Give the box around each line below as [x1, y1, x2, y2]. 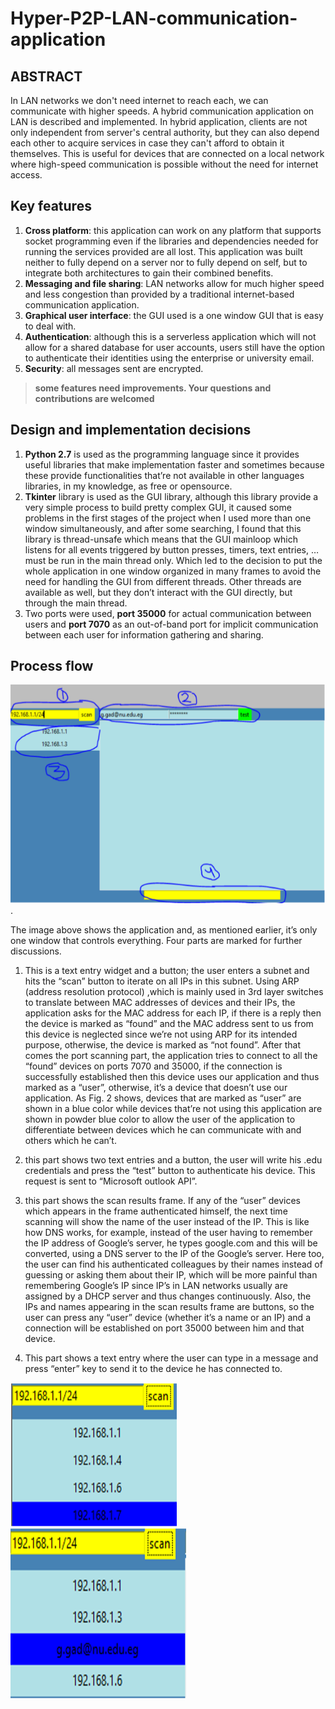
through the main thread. [24, 597, 128, 609]
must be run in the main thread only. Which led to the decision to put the [24, 554, 323, 566]
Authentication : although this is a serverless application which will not [24, 330, 317, 342]
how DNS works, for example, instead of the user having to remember [24, 1227, 313, 1239]
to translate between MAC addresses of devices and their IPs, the [24, 997, 296, 1009]
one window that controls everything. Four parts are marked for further [10, 935, 303, 947]
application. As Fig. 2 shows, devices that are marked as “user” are [24, 1092, 302, 1104]
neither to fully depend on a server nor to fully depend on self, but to [24, 256, 308, 268]
